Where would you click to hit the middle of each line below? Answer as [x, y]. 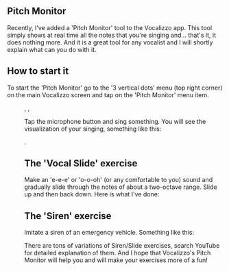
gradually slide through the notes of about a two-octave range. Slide [121, 187]
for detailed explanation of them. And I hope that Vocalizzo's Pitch [118, 253]
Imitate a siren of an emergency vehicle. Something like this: [109, 233]
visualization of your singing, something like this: [93, 129]
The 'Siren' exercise [68, 216]
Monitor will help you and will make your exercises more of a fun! [116, 260]
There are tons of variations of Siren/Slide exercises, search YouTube [122, 246]
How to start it [38, 71]
